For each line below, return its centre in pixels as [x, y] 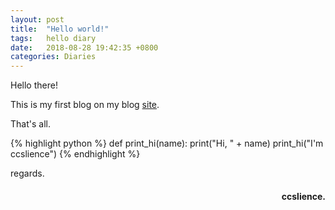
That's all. [30, 124]
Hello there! [34, 85]
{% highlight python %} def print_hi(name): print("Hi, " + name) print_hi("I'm [167, 143]
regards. [27, 173]
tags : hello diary [53, 38]
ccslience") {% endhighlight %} [75, 154]
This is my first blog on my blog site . [85, 105]
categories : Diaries [53, 57]
